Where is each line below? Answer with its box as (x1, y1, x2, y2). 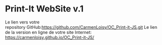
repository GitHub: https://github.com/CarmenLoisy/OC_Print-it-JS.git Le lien (5, 24, 158, 30)
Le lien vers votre (5, 19, 40, 25)
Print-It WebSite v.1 (5, 3, 84, 14)
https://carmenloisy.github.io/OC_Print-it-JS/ (5, 34, 95, 40)
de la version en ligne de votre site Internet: (5, 29, 92, 35)
